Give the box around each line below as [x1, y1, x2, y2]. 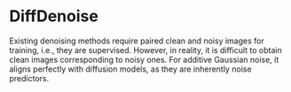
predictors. [9, 73, 50, 83]
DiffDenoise [9, 6, 99, 27]
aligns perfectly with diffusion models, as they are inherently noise [9, 64, 252, 74]
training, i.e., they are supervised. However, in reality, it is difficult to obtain [9, 44, 282, 55]
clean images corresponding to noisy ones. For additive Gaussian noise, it [9, 54, 279, 65]
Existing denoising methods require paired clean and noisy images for [9, 35, 264, 46]
